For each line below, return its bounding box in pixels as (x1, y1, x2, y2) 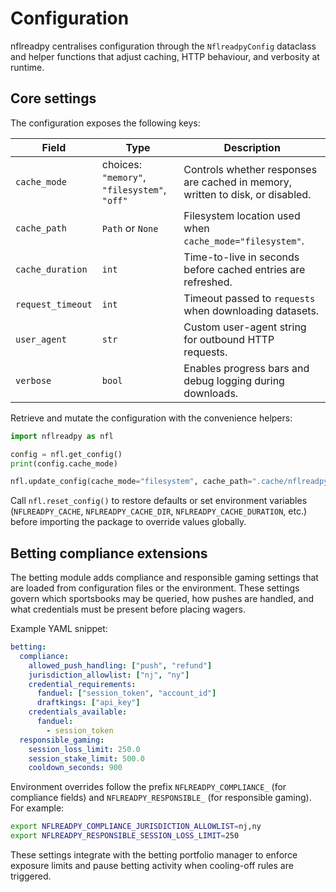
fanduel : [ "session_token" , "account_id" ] (36, 688, 217, 699)
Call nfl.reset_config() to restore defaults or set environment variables (10, 495, 308, 507)
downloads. (183, 386, 239, 400)
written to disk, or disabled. (183, 187, 312, 201)
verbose (15, 375, 52, 386)
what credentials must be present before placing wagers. (10, 603, 246, 616)
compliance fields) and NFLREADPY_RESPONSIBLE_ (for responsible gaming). (10, 792, 312, 804)
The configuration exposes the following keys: (10, 117, 201, 129)
